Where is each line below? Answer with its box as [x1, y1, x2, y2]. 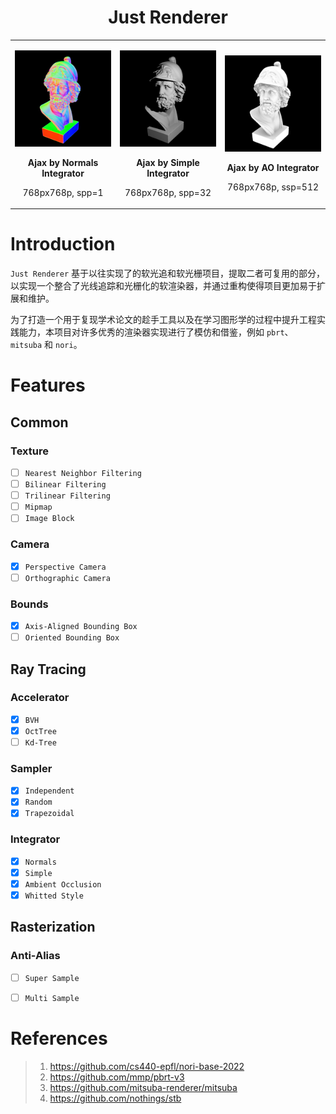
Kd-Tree [24, 737, 57, 748]
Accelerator [10, 691, 70, 705]
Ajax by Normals [27, 156, 99, 168]
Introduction [10, 233, 116, 256]
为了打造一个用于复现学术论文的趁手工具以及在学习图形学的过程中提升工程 [10, 314, 317, 326]
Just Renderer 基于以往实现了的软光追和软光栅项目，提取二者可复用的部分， [10, 267, 326, 280]
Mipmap [24, 502, 53, 513]
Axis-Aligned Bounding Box [24, 622, 138, 632]
